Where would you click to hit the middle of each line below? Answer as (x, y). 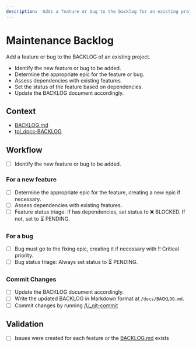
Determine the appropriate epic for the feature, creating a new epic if (97, 192)
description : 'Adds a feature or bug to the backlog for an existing (92, 11)
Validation (25, 324)
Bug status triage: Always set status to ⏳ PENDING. (76, 262)
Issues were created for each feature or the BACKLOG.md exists (92, 338)
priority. (24, 256)
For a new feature (32, 180)
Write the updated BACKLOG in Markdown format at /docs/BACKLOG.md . (99, 298)
